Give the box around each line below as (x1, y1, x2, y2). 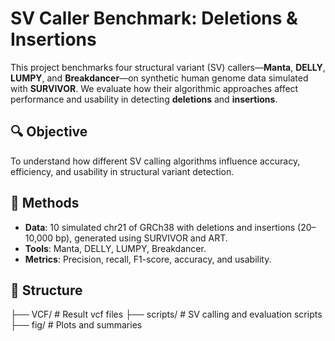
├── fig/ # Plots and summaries (10, 319, 143, 331)
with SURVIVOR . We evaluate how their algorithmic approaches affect (10, 82, 299, 94)
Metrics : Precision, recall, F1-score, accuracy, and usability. (24, 253, 272, 265)
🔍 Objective (10, 123, 88, 141)
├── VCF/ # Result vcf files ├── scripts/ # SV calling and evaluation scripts (10, 308, 323, 321)
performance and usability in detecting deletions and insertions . (10, 93, 278, 105)
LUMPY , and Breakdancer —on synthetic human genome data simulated (10, 72, 309, 84)
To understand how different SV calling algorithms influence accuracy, (10, 155, 301, 167)
